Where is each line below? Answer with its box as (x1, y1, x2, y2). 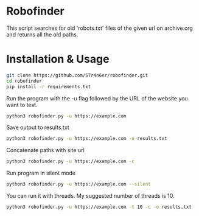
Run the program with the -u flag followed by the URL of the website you (6, 94, 188, 102)
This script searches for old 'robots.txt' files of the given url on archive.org (6, 24, 193, 32)
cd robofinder (6, 78, 43, 84)
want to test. (6, 101, 38, 108)
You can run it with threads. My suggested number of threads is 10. (6, 192, 175, 199)
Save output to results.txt (6, 124, 70, 131)
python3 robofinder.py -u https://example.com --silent (6, 181, 151, 187)
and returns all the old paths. (6, 30, 79, 38)
